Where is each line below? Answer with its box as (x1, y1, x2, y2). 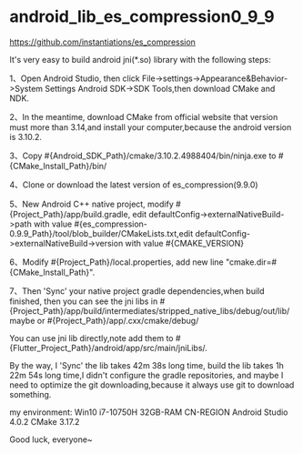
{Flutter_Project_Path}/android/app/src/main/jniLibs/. (9, 342, 207, 353)
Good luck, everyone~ (9, 434, 93, 445)
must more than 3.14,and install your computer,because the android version (9, 121, 292, 133)
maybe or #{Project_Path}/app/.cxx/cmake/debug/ (9, 315, 199, 326)
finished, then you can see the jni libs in (9, 296, 158, 307)
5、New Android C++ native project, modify (9, 198, 175, 209)
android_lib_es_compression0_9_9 (9, 6, 275, 27)
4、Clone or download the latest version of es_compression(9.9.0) (9, 179, 258, 190)
